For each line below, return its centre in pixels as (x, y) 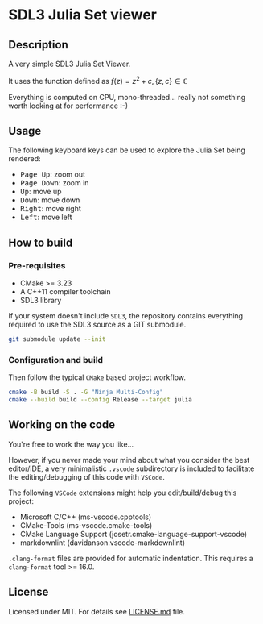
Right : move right (51, 209)
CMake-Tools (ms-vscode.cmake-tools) (86, 525)
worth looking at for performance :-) (68, 106)
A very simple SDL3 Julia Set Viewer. (70, 64)
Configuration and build (55, 360)
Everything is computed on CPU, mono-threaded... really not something (127, 97)
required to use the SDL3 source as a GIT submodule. (97, 325)
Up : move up (41, 192)
